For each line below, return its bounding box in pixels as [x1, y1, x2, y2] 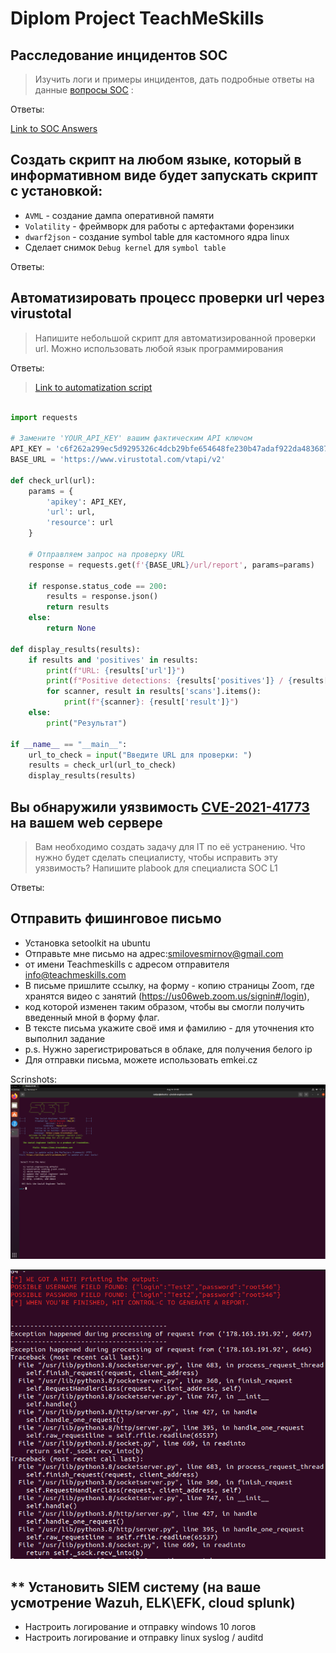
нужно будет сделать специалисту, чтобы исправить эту [34, 851, 278, 863]
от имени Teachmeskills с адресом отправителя [24, 958, 230, 970]
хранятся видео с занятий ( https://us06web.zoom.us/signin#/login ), [24, 990, 310, 1002]
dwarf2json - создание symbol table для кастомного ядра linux [24, 230, 290, 242]
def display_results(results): [10, 644, 141, 654]
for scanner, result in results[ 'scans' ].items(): [46, 687, 262, 697]
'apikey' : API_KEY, [46, 497, 128, 507]
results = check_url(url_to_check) [28, 760, 177, 771]
